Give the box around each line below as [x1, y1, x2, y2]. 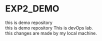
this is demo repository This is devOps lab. [5, 24, 93, 30]
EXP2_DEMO [5, 3, 59, 14]
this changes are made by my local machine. [5, 30, 97, 36]
